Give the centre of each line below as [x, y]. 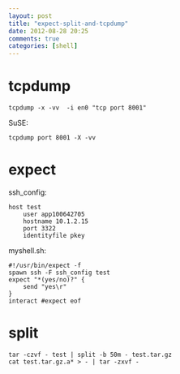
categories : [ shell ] [43, 46]
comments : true [34, 39]
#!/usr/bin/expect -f [45, 265]
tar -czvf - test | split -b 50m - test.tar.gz [90, 355]
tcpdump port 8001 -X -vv [52, 138]
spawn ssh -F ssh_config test [60, 273]
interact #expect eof [45, 301]
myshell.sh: [28, 251]
